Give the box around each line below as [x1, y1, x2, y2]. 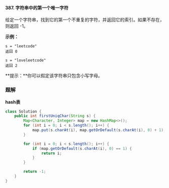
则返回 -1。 [5, 23, 29, 29]
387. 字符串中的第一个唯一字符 [5, 5, 69, 11]
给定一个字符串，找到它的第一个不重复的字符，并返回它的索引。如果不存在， [5, 17, 164, 23]
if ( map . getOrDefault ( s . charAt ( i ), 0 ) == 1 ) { [32, 146, 132, 151]
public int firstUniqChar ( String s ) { [14, 114, 96, 119]
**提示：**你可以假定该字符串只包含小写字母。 [5, 73, 103, 79]
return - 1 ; [23, 169, 46, 174]
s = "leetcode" [5, 44, 37, 49]
